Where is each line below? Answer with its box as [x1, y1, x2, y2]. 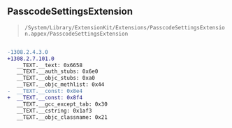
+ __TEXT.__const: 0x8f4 [7, 94, 82, 101]
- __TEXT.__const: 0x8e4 [7, 87, 82, 95]
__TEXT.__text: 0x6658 [16, 62, 82, 69]
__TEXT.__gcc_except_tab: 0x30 [16, 101, 108, 108]
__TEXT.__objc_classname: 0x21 [16, 113, 108, 121]
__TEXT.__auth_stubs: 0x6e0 [16, 68, 99, 76]
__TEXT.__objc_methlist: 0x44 [16, 81, 105, 88]
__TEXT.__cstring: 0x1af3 [16, 107, 92, 114]
